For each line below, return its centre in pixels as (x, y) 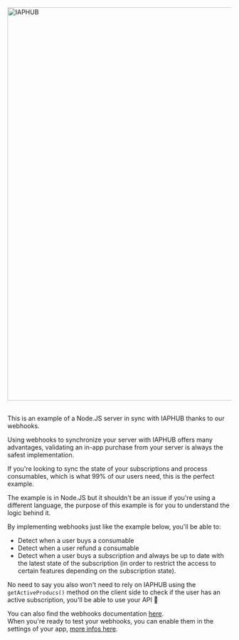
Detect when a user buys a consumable (76, 540)
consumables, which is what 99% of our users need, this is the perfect (111, 476)
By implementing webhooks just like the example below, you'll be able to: (114, 527)
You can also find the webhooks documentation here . (86, 614)
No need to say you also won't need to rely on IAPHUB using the (102, 585)
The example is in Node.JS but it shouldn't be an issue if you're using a (111, 498)
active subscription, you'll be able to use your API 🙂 (83, 600)
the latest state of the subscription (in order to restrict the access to (117, 563)
